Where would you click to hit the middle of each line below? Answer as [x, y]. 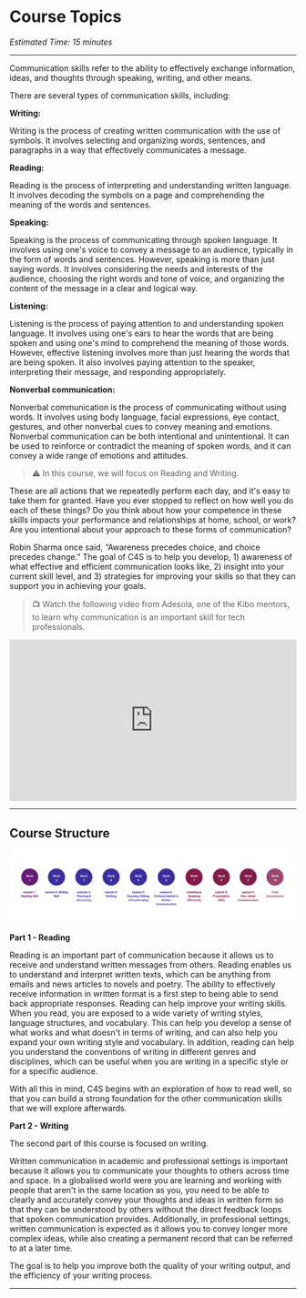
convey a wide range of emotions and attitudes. [99, 455]
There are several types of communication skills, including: [120, 95]
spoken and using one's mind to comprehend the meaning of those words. [149, 342]
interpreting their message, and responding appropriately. [117, 371]
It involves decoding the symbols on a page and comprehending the [137, 195]
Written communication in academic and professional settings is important [149, 1161]
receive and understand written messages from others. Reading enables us [151, 964]
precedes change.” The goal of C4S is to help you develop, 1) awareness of [151, 556]
